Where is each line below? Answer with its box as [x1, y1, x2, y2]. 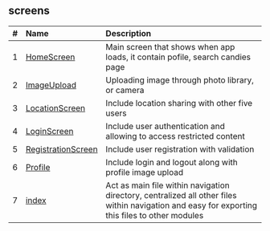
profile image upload [105, 166, 184, 177]
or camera [105, 84, 145, 95]
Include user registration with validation [105, 144, 255, 155]
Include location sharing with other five [105, 97, 253, 108]
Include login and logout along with [105, 156, 239, 168]
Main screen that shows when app [105, 41, 235, 52]
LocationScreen [25, 102, 86, 113]
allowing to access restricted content [105, 130, 245, 141]
